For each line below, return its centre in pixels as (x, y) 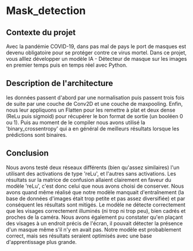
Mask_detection (46, 11)
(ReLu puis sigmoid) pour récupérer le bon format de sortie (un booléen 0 (94, 116)
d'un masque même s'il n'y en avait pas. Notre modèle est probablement (94, 229)
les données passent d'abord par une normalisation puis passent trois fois (95, 97)
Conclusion (27, 153)
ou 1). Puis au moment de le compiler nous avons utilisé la (76, 122)
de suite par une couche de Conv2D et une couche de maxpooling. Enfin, (94, 104)
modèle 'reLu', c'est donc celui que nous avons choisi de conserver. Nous (95, 186)
